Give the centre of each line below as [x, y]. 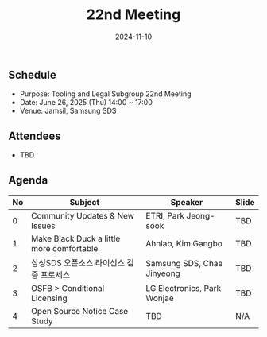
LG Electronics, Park [183, 288]
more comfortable [65, 248]
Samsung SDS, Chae [184, 263]
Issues [43, 226]
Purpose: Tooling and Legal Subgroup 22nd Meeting [106, 94]
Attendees [35, 136]
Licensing [49, 298]
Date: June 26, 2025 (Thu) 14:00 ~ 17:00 [86, 103]
